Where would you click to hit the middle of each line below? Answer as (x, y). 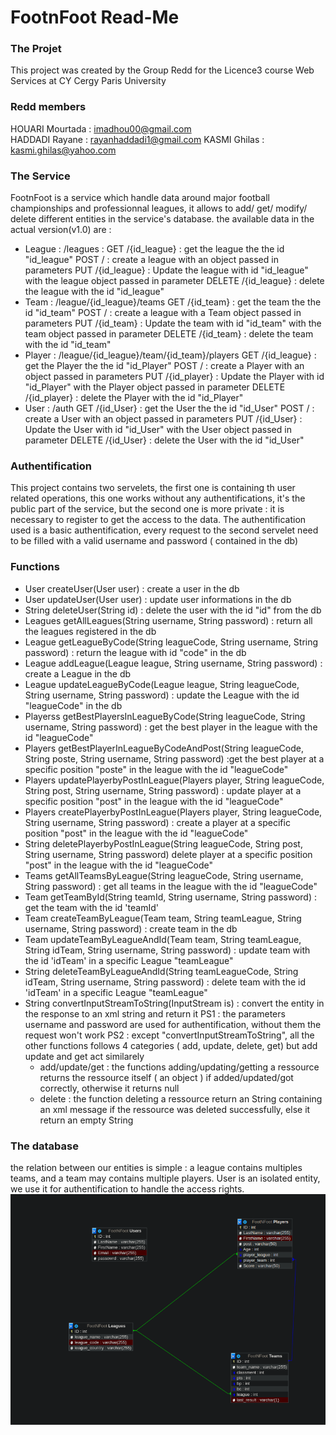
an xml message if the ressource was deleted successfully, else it (175, 1109)
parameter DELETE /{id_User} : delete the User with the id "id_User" (164, 440)
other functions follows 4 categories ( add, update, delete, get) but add (171, 1045)
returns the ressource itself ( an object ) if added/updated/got (166, 1077)
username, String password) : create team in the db (131, 928)
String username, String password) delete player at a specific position (168, 854)
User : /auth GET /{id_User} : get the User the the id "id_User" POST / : (169, 408)
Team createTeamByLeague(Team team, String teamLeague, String (163, 918)
